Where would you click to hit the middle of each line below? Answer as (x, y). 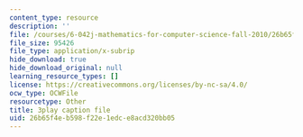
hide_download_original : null (66, 68)
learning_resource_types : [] (64, 77)
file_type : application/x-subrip (72, 51)
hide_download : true (48, 59)
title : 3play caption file (60, 110)
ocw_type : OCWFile (44, 93)
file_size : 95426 (42, 43)
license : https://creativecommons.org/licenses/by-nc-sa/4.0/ (129, 85)
